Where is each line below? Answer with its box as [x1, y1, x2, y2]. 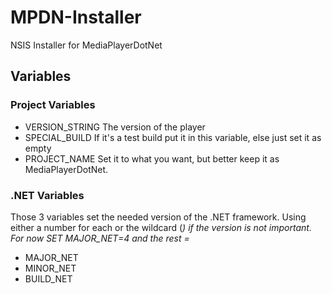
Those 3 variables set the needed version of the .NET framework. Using [10, 211, 307, 223]
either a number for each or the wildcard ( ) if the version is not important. [10, 221, 312, 233]
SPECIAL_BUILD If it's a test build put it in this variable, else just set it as [24, 131, 322, 143]
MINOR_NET [24, 262, 77, 274]
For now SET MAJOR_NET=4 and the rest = [10, 232, 190, 244]
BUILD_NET [24, 272, 73, 285]
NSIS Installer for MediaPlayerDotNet [10, 39, 163, 51]
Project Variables [10, 98, 96, 112]
